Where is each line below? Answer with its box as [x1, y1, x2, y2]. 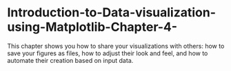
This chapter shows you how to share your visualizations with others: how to [7, 42, 225, 50]
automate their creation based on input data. [7, 56, 134, 64]
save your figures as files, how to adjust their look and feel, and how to [7, 49, 208, 57]
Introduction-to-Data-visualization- [7, 5, 216, 20]
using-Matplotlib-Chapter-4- [7, 19, 178, 35]
